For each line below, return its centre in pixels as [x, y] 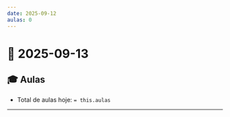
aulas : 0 [20, 20]
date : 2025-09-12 [32, 13]
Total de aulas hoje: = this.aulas [64, 99]
